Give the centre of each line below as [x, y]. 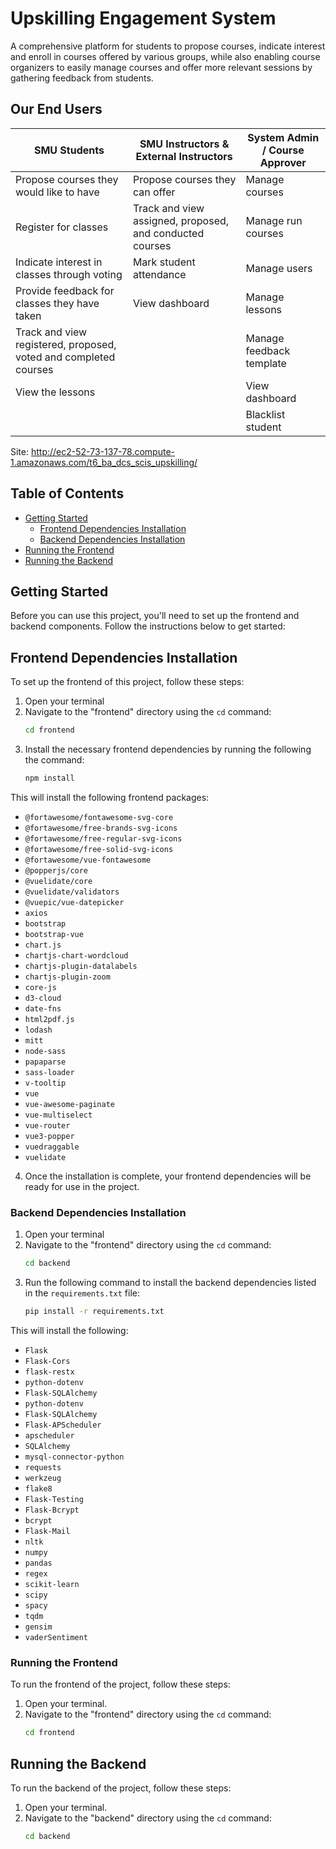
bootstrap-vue [54, 934]
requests [43, 1467]
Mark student [164, 262]
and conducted [168, 233]
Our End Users [56, 109]
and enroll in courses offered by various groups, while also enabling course [165, 56]
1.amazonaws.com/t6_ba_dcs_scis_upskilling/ [104, 462]
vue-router [47, 1125]
